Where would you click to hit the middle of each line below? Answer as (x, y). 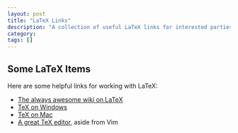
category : (22, 34)
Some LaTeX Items (49, 69)
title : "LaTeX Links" (39, 21)
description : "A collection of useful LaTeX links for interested (107, 27)
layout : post (27, 14)
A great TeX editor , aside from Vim (68, 122)
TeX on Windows (42, 107)
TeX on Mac (35, 115)
